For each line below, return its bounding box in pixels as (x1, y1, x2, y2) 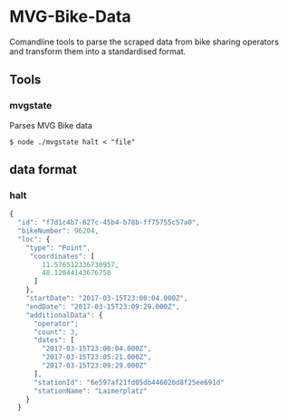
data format (9, 162, 77, 177)
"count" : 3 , (33, 328, 79, 337)
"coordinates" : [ (29, 252, 95, 261)
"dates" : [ (33, 336, 75, 345)
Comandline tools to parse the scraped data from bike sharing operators (9, 36, 279, 47)
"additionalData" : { (25, 310, 103, 320)
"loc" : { (17, 234, 51, 243)
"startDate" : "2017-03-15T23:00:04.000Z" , (25, 294, 188, 303)
